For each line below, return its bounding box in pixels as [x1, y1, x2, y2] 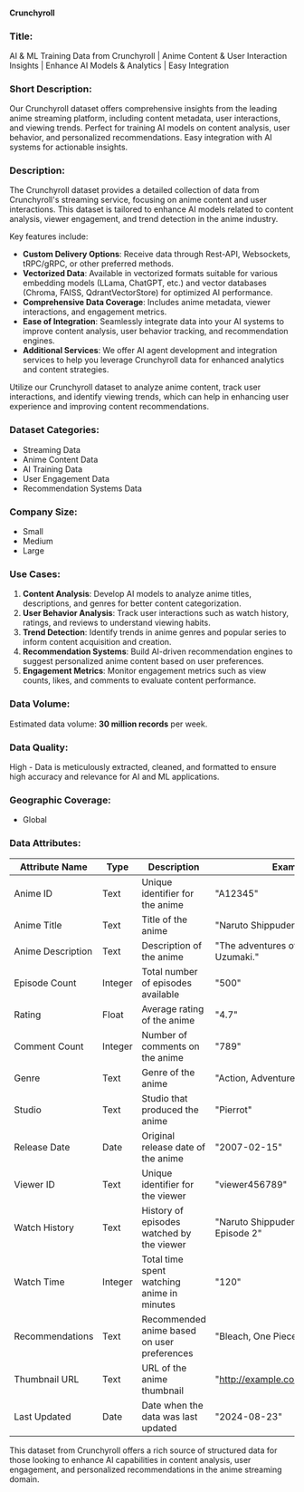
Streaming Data [22, 444, 81, 455]
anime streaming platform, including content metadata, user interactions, [9, 113, 280, 124]
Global [22, 814, 47, 825]
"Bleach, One [214, 1330, 271, 1343]
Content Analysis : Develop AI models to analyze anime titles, [22, 589, 252, 600]
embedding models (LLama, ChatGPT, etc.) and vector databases [22, 277, 267, 289]
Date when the [141, 1399, 204, 1411]
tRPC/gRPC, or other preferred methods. [22, 258, 175, 269]
